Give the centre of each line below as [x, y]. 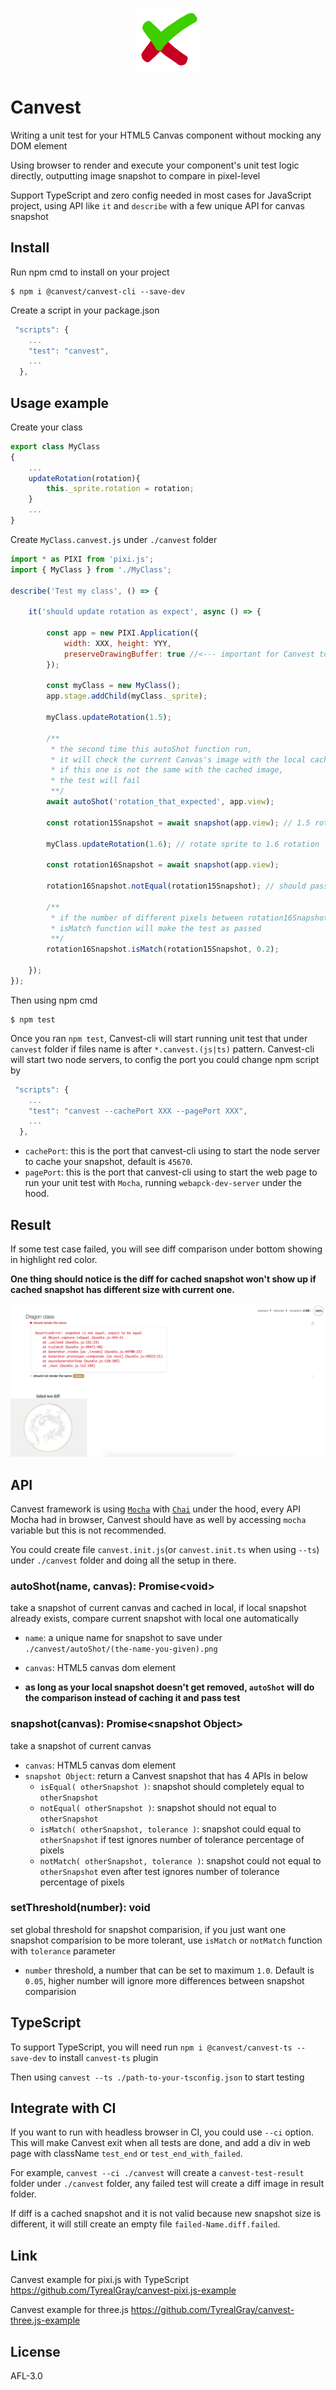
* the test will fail [95, 781]
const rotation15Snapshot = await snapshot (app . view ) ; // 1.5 [178, 823]
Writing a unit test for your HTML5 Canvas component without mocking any [166, 135]
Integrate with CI [63, 2108]
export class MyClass [55, 446]
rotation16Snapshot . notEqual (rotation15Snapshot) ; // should [176, 886]
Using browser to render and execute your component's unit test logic [155, 165]
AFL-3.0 [26, 2376]
